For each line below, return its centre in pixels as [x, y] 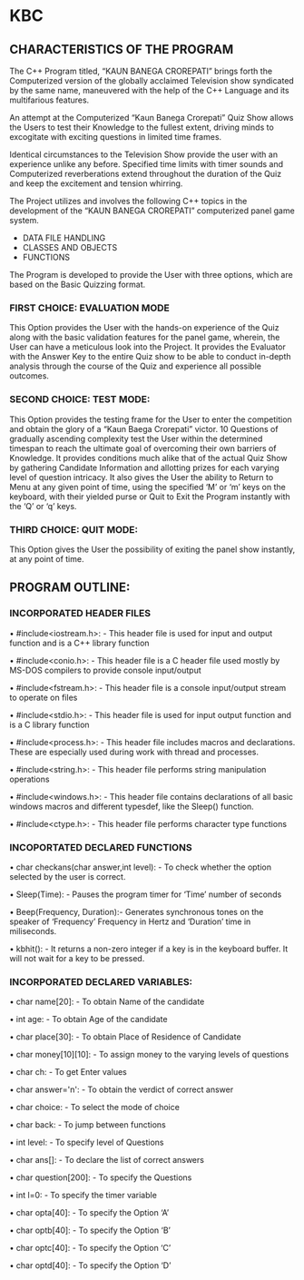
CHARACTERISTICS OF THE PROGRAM [122, 49]
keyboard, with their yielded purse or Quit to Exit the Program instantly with [150, 497]
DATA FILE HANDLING [64, 238]
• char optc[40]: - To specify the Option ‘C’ [90, 1248]
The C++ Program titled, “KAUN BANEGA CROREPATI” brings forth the [141, 71]
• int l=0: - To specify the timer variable [83, 1196]
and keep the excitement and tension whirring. [96, 183]
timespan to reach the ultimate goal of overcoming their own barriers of [143, 448]
